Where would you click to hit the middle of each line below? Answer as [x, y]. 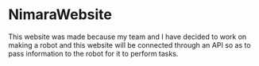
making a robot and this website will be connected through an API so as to [130, 45]
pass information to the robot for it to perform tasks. [93, 53]
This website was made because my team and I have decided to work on [128, 37]
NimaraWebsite [60, 15]
